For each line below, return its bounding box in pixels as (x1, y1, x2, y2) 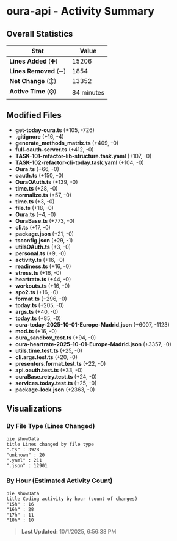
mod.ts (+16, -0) (15, 327, 57, 335)
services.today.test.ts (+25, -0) (15, 379, 97, 387)
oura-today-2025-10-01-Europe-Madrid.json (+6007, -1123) (15, 321, 170, 328)
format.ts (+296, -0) (15, 295, 67, 302)
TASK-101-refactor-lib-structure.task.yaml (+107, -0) (15, 152, 152, 159)
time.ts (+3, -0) (15, 197, 55, 205)
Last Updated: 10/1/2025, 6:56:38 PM (21, 528, 117, 535)
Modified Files (6, 110, 62, 120)
